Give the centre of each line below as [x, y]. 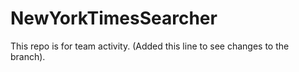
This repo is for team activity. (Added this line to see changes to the [150, 46]
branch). [28, 56]
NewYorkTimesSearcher [114, 18]
